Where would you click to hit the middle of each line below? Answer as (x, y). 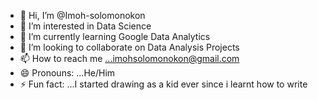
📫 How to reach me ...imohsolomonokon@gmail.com (129, 58)
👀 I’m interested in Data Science (85, 26)
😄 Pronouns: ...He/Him (67, 73)
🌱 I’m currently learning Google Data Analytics (115, 36)
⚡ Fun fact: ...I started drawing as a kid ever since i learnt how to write (163, 84)
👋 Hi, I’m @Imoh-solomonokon (82, 15)
